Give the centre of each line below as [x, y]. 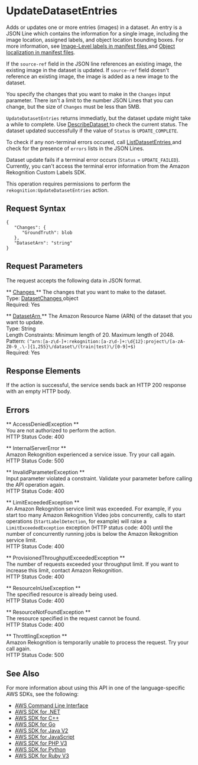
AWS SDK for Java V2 [41, 730]
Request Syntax [36, 209]
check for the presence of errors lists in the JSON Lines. [75, 148]
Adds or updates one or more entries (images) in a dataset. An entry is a [94, 27]
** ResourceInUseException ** [43, 588]
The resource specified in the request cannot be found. [73, 618]
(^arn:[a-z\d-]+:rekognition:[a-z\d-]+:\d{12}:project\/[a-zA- [106, 341]
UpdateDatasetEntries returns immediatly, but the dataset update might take [98, 118]
